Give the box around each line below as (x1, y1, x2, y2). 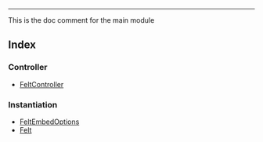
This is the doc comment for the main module (8, 16, 155, 24)
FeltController (19, 79, 64, 89)
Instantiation (8, 99, 58, 110)
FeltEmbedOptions (19, 117, 80, 126)
